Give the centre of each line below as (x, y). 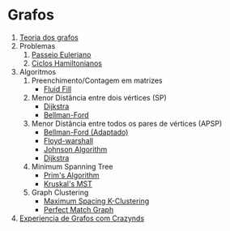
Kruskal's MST (68, 183)
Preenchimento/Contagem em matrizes (97, 80)
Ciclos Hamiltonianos (67, 63)
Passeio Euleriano (61, 54)
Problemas (37, 45)
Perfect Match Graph (79, 209)
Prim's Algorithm (71, 175)
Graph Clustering (60, 192)
